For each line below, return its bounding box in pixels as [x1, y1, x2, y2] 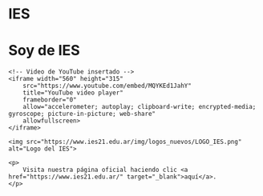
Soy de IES [8, 42, 80, 60]
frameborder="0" [22, 96, 78, 104]
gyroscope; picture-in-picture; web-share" [8, 110, 156, 118]
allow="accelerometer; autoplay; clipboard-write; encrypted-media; [22, 103, 257, 111]
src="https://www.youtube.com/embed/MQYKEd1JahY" [22, 82, 192, 90]
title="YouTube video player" [22, 89, 124, 97]
